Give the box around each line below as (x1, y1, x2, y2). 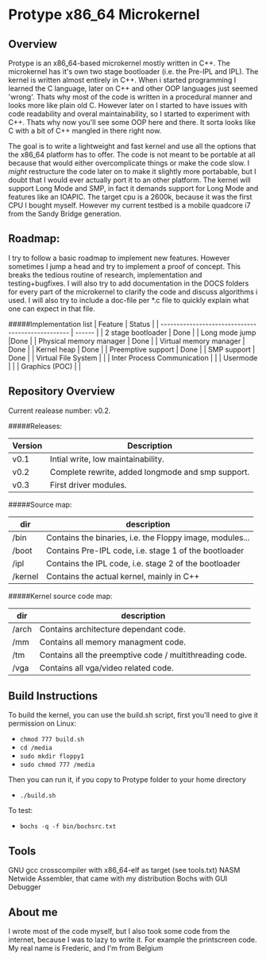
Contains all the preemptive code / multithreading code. (39, 649, 248, 660)
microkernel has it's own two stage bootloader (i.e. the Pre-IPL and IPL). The (8, 67, 259, 76)
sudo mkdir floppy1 (19, 753, 85, 761)
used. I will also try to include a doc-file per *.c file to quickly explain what (8, 295, 249, 305)
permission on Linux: (8, 718, 77, 729)
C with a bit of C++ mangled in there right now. (8, 126, 162, 135)
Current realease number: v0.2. (8, 406, 111, 415)
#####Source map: (8, 500, 72, 509)
